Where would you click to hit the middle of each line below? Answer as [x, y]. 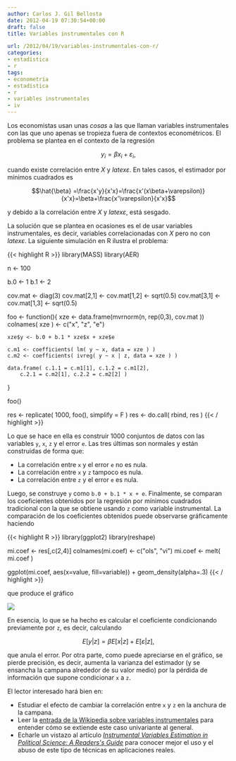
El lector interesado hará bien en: [55, 691]
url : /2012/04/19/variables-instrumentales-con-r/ [83, 47]
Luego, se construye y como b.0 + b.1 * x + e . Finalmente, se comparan [115, 493]
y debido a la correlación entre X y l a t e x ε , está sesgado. [89, 212]
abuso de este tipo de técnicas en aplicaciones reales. [97, 750]
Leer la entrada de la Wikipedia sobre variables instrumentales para [115, 720]
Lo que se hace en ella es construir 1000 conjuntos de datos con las [106, 436]
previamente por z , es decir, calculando [64, 627]
